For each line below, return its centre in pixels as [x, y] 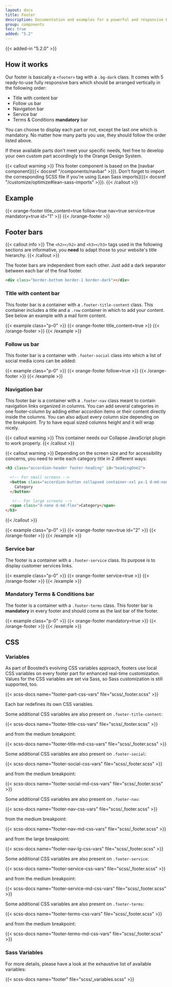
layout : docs [19, 10]
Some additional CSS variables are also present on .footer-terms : [75, 904]
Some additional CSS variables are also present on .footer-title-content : [84, 714]
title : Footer [20, 15]
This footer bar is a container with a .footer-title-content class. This [79, 304]
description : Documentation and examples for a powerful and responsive [84, 19]
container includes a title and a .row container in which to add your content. [85, 310]
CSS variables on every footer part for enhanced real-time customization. [83, 674]
